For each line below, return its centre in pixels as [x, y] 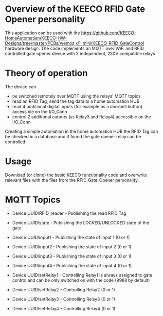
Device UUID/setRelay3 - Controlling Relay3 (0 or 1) [63, 299]
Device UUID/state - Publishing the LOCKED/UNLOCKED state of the [81, 223]
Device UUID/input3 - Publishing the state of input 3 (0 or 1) [72, 256]
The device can [21, 87]
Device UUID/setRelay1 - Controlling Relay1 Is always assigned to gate [82, 275]
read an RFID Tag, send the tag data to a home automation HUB [76, 101]
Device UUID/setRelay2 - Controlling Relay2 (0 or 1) [63, 289]
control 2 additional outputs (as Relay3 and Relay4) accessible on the [81, 117]
